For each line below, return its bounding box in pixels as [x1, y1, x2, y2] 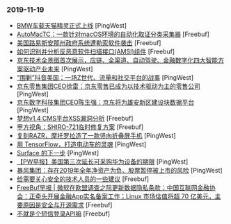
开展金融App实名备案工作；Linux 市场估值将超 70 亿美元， [47, 192, 215, 200]
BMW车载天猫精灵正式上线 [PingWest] [16, 21, 127, 30]
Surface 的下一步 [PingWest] [16, 149, 99, 157]
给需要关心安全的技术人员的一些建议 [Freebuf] [16, 175, 150, 183]
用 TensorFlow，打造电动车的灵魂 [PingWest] [16, 140, 147, 148]
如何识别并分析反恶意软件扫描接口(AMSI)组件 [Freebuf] [16, 47, 175, 56]
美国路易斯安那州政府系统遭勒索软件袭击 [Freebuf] [16, 39, 161, 47]
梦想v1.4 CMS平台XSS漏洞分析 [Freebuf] [16, 114, 134, 123]
